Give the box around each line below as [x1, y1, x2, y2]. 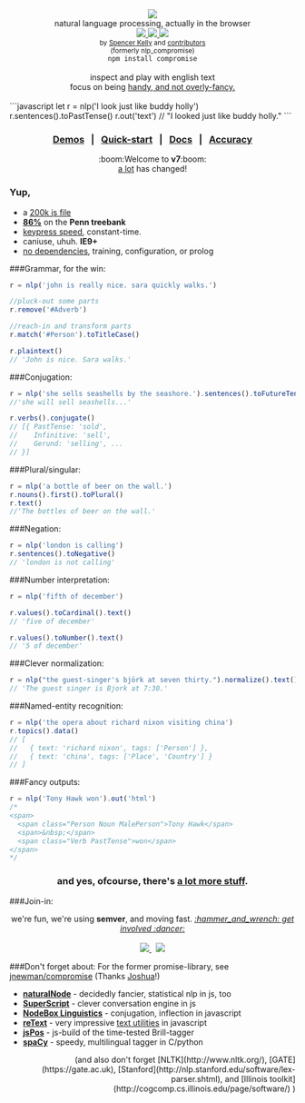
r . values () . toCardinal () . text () [9, 608, 132, 617]
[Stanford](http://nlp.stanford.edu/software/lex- [117, 1063, 296, 1075]
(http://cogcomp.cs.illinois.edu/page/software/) [113, 1083, 290, 1094]
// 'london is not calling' [9, 558, 116, 567]
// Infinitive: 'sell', [9, 431, 112, 440]
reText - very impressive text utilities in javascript [22, 1017, 207, 1028]
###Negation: [9, 523, 62, 534]
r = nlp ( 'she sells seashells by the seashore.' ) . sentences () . [9, 389, 254, 398]
